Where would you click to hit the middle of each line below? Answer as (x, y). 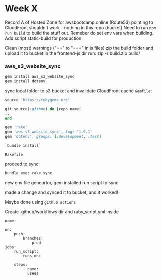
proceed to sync (22, 164)
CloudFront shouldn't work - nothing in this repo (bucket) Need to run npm (80, 27)
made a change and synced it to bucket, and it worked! (62, 192)
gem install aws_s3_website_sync (40, 77)
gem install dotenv (25, 81)
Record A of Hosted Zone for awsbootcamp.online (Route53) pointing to (79, 22)
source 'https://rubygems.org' (38, 100)
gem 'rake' (16, 127)
